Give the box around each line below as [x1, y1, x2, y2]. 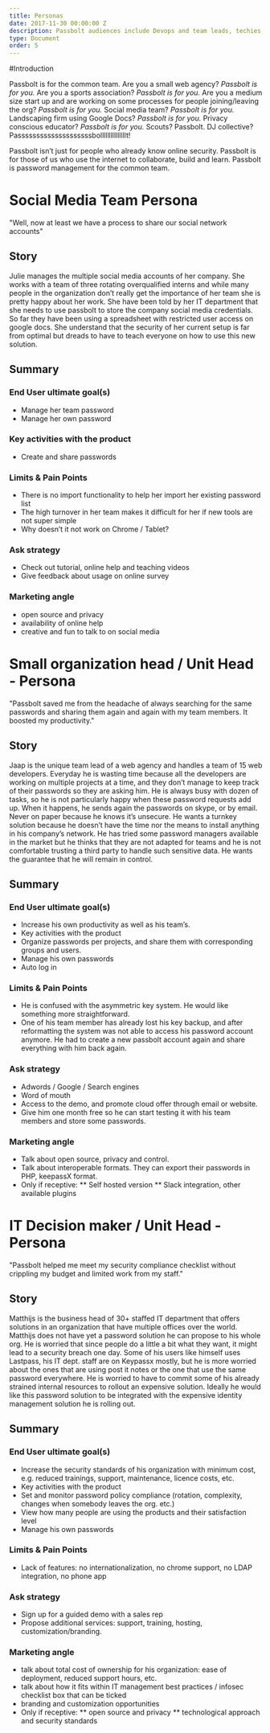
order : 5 [9, 42, 39, 50]
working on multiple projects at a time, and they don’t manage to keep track [9, 777, 260, 787]
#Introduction [9, 64, 55, 73]
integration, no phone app [20, 1571, 107, 1580]
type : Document [9, 34, 60, 43]
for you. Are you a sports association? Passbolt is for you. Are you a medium [9, 88, 263, 97]
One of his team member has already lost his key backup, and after [20, 1018, 243, 1027]
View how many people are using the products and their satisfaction [20, 1507, 247, 1517]
